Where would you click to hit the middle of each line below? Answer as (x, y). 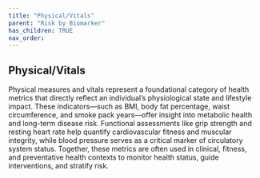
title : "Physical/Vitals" (51, 16)
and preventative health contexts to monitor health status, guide (114, 157)
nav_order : (26, 38)
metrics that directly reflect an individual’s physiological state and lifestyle (130, 98)
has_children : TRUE (41, 30)
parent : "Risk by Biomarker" (57, 23)
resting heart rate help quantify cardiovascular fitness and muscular (120, 132)
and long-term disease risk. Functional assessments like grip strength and (130, 124)
